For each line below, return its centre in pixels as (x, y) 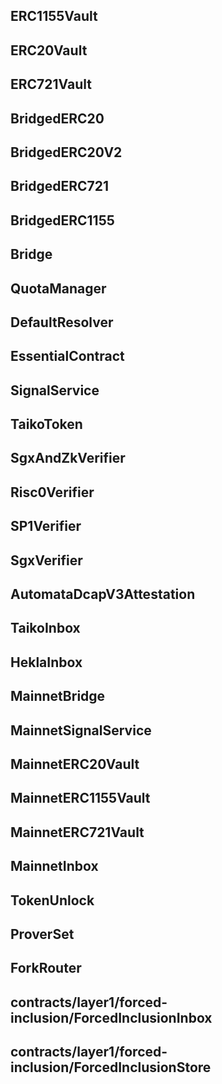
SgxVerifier (46, 560)
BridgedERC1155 (62, 220)
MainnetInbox (54, 866)
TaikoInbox (45, 628)
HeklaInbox (46, 662)
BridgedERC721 (60, 186)
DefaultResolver (62, 322)
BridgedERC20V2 (66, 152)
